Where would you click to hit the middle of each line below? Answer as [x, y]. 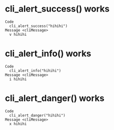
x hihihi [18, 124]
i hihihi [18, 79]
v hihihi [18, 34]
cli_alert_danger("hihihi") [38, 115]
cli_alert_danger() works [55, 98]
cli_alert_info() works [48, 54]
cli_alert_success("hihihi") [38, 26]
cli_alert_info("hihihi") [35, 71]
